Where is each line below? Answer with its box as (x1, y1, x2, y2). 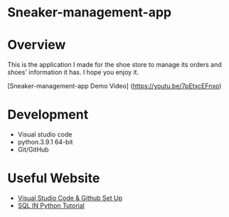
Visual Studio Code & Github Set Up (17, 194, 123, 202)
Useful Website (7, 170, 100, 186)
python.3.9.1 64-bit (17, 138, 73, 147)
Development (7, 107, 89, 123)
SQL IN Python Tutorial (17, 201, 85, 210)
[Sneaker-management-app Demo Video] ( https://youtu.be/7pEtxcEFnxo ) (7, 82, 222, 90)
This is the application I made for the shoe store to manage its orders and (7, 60, 222, 69)
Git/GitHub (17, 145, 49, 154)
